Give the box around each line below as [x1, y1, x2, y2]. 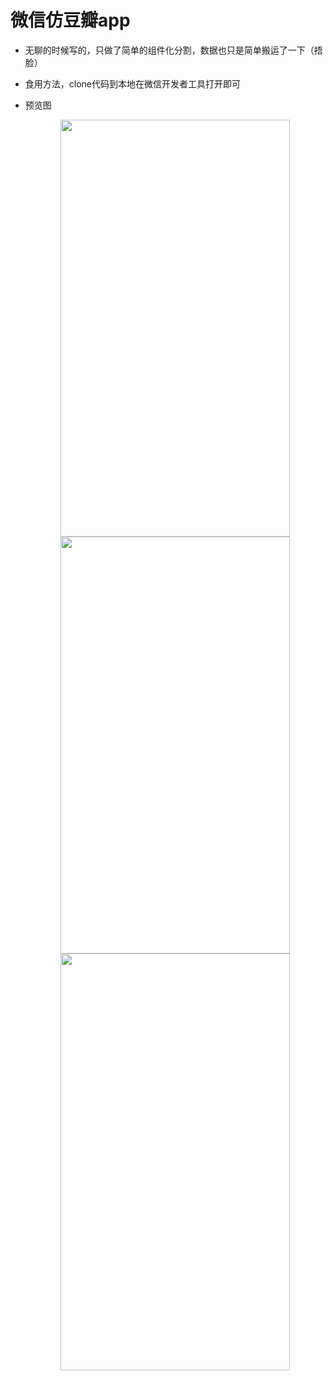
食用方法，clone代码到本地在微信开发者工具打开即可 [24, 77, 242, 90]
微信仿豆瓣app [10, 9, 131, 32]
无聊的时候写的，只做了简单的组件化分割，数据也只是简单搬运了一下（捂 [24, 44, 323, 56]
